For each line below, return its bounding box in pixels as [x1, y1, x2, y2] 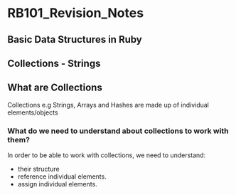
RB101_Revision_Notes [7, 5, 144, 21]
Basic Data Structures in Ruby [7, 33, 142, 46]
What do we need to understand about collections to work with [7, 126, 229, 136]
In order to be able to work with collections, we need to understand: [7, 151, 206, 159]
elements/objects [7, 108, 58, 117]
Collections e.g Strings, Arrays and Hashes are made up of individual [7, 100, 210, 109]
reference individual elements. [17, 172, 107, 181]
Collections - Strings [7, 57, 101, 69]
